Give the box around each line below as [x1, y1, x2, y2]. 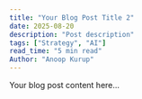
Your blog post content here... [9, 80, 120, 90]
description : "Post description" [9, 30, 135, 39]
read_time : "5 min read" [9, 47, 102, 56]
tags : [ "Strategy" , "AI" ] [9, 38, 106, 48]
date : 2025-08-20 [9, 22, 75, 31]
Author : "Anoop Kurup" [9, 55, 94, 64]
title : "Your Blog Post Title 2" [9, 13, 135, 22]
